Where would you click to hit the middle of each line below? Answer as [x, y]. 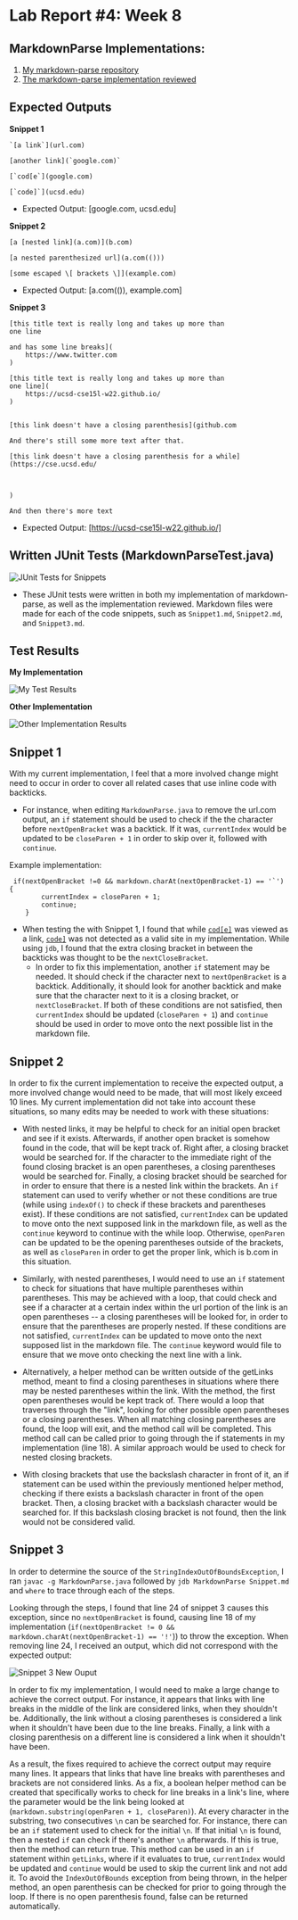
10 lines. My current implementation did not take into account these [133, 1102]
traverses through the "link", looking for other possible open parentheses [156, 1410]
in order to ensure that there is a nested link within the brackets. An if [150, 1186]
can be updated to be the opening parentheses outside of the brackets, [153, 1243]
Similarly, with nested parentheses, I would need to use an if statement [153, 1279]
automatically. [35, 1906]
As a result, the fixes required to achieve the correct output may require [140, 1764]
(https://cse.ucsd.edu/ [53, 464]
